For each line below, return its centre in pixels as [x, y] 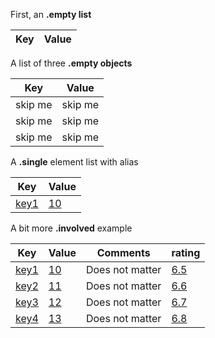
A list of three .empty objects [71, 63]
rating [186, 252]
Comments [123, 252]
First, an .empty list [51, 14]
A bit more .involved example [71, 228]
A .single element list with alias [74, 162]
